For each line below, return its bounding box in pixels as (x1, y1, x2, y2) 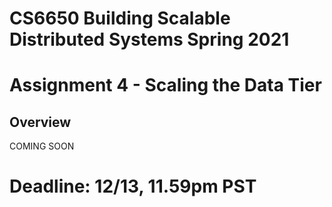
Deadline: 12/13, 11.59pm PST (9, 175, 257, 198)
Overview (9, 113, 72, 131)
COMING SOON (9, 140, 75, 152)
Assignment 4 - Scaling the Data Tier (9, 74, 322, 97)
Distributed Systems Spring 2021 (9, 28, 290, 51)
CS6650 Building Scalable (9, 7, 231, 30)
